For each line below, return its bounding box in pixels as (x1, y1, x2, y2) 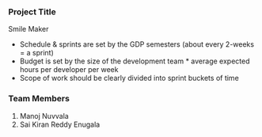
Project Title (8, 6, 57, 17)
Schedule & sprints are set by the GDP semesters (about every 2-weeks (19, 40, 255, 49)
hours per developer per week (19, 65, 119, 74)
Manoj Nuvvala (19, 111, 69, 120)
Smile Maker (8, 25, 49, 34)
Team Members (8, 93, 70, 105)
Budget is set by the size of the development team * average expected (19, 56, 250, 66)
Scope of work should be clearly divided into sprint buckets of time (19, 74, 239, 83)
